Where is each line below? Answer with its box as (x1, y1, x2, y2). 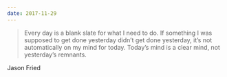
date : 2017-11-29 (7, 10, 57, 17)
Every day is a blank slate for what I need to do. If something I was (23, 29, 213, 37)
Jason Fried (7, 63, 41, 72)
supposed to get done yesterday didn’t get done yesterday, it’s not (23, 35, 213, 44)
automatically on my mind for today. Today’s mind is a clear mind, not (23, 43, 220, 51)
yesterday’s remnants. (23, 50, 87, 59)
